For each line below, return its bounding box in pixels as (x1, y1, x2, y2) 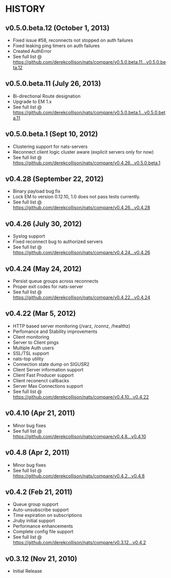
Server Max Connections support (12, 383, 83, 389)
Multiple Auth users (12, 345, 54, 351)
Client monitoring (12, 333, 50, 340)
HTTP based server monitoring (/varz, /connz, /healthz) (12, 323, 131, 329)
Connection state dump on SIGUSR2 (12, 361, 90, 367)
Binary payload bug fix (12, 188, 60, 194)
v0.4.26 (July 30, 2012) (5, 219, 82, 228)
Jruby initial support (12, 517, 55, 524)
